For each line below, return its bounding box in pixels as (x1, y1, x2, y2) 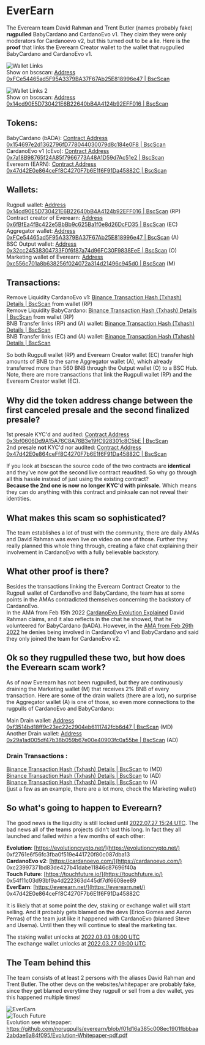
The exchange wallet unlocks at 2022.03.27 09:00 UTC (6, 939, 146, 947)
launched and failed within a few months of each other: (6, 832, 146, 839)
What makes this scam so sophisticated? (6, 512, 166, 523)
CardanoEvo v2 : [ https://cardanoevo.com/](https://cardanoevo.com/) (6, 857, 182, 864)
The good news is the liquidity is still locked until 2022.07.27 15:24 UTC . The (6, 819, 199, 826)
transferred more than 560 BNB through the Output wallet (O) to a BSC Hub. (6, 364, 198, 372)
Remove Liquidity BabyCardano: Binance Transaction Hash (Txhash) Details (6, 307, 197, 314)
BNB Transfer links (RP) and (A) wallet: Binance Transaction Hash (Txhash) (6, 320, 195, 327)
